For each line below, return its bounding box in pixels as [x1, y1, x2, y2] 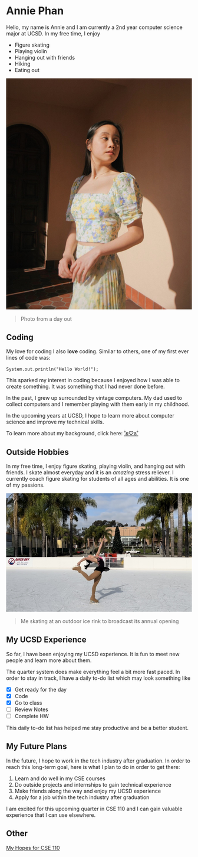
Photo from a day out [20, 315, 72, 322]
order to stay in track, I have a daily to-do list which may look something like [6, 674, 191, 682]
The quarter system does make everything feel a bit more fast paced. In [6, 668, 180, 675]
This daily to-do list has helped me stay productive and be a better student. [6, 724, 189, 731]
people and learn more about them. [6, 657, 92, 664]
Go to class [14, 699, 42, 706]
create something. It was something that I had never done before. [6, 383, 165, 390]
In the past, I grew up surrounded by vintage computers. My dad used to [6, 395, 183, 402]
